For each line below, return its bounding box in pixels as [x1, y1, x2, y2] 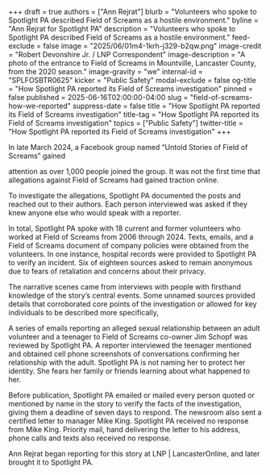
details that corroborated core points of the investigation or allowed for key [8, 299, 257, 309]
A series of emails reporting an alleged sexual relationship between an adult [8, 323, 260, 333]
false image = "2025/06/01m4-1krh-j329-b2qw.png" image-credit [43, 41, 262, 51]
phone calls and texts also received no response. [8, 433, 172, 443]
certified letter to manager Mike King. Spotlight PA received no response [8, 416, 249, 426]
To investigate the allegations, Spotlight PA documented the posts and [8, 191, 242, 200]
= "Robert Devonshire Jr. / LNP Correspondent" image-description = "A [8, 50, 246, 59]
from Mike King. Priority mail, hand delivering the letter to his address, [8, 425, 241, 434]
